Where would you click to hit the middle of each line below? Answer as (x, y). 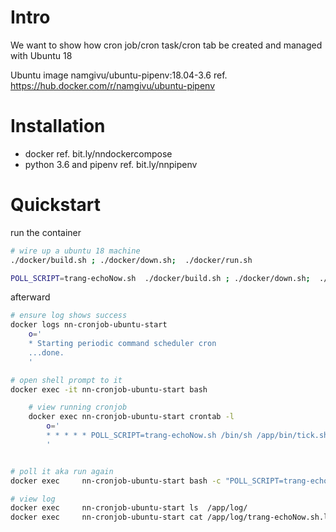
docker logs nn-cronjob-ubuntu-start (89, 325)
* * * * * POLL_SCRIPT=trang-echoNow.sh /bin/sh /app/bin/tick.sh (187, 436)
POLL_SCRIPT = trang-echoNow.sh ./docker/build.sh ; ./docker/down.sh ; (160, 278)
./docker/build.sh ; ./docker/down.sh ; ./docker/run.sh (131, 260)
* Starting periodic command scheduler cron (122, 344)
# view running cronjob (78, 407)
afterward (30, 297)
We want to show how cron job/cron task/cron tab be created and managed (166, 45)
